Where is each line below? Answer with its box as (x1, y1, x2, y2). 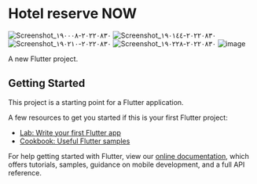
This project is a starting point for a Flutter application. (8, 97, 184, 106)
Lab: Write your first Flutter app (19, 128, 122, 137)
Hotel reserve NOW (8, 5, 138, 23)
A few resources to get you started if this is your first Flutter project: (8, 113, 228, 122)
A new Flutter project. (8, 54, 79, 63)
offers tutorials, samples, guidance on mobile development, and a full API (8, 160, 245, 169)
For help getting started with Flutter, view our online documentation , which (8, 151, 250, 161)
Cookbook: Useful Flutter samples (19, 136, 130, 146)
